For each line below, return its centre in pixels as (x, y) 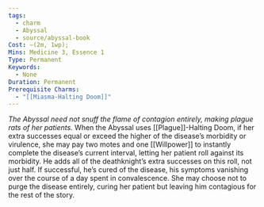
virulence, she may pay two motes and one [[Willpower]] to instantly (120, 144)
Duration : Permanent (42, 82)
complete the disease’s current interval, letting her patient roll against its (126, 153)
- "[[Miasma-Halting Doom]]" (63, 97)
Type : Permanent (35, 60)
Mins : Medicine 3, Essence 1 (56, 52)
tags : (17, 15)
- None (26, 75)
